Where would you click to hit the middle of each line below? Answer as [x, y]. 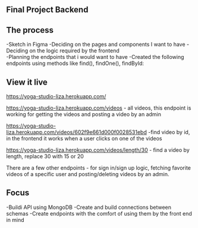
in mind [15, 220]
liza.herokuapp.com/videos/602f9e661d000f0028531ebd [77, 132]
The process [30, 30]
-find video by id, [169, 132]
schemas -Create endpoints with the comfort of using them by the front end [99, 213]
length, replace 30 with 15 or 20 [45, 157]
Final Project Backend [47, 10]
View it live [27, 82]
